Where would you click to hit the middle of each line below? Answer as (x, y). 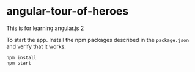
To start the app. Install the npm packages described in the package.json (98, 40)
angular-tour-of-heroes (68, 11)
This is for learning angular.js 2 (45, 28)
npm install (21, 57)
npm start (19, 63)
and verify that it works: (36, 46)
